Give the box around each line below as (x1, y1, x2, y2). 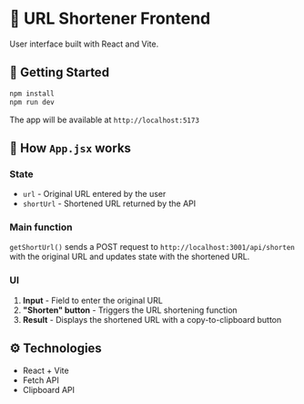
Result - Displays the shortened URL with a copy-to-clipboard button (22, 314, 282, 325)
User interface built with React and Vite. (9, 38, 159, 49)
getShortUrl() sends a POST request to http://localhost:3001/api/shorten (9, 242, 296, 253)
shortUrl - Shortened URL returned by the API (22, 198, 197, 209)
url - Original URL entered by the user (22, 189, 167, 200)
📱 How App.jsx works (9, 140, 132, 156)
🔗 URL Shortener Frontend (9, 8, 211, 29)
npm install (9, 88, 55, 98)
